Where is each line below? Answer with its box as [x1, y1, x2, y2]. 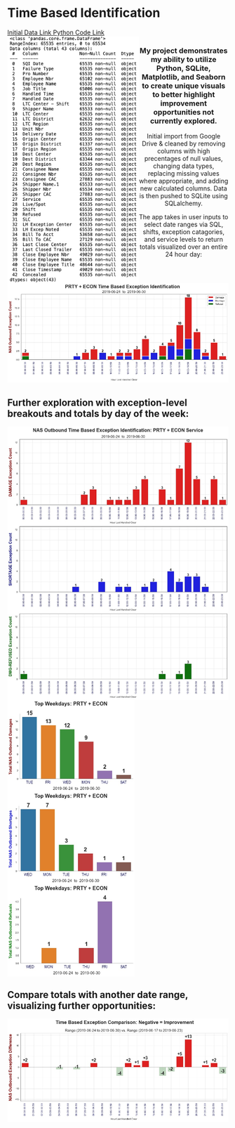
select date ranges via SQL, [143, 220, 224, 229]
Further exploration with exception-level [7, 396, 188, 408]
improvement [160, 98, 207, 108]
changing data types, [153, 162, 215, 170]
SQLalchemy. [164, 199, 203, 208]
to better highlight [152, 89, 215, 99]
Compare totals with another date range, [7, 989, 188, 1001]
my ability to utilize [150, 54, 217, 64]
